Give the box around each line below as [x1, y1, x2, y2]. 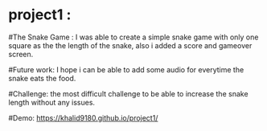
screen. [8, 49, 34, 59]
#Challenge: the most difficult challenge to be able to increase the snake [8, 88, 249, 98]
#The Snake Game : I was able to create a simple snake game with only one [8, 32, 259, 42]
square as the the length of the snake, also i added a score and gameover [8, 40, 253, 50]
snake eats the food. [8, 73, 76, 83]
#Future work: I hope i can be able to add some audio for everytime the [8, 64, 244, 74]
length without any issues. [8, 97, 95, 107]
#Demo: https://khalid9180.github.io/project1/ [8, 113, 158, 122]
